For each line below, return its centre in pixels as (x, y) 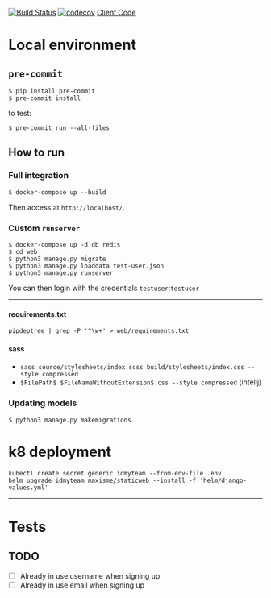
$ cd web (23, 251)
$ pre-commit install (45, 98)
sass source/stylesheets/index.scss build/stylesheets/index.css (132, 368)
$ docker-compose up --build (57, 192)
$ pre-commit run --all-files (59, 128)
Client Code (116, 12)
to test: (20, 113)
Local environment (73, 45)
